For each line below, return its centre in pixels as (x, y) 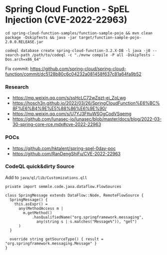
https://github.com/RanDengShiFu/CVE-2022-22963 (67, 153)
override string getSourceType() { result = (57, 239)
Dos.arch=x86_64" (23, 59)
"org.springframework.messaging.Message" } (51, 243)
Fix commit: (17, 68)
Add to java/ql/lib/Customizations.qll (46, 177)
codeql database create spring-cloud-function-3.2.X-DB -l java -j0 (78, 50)
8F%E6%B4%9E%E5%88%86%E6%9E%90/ (59, 108)
